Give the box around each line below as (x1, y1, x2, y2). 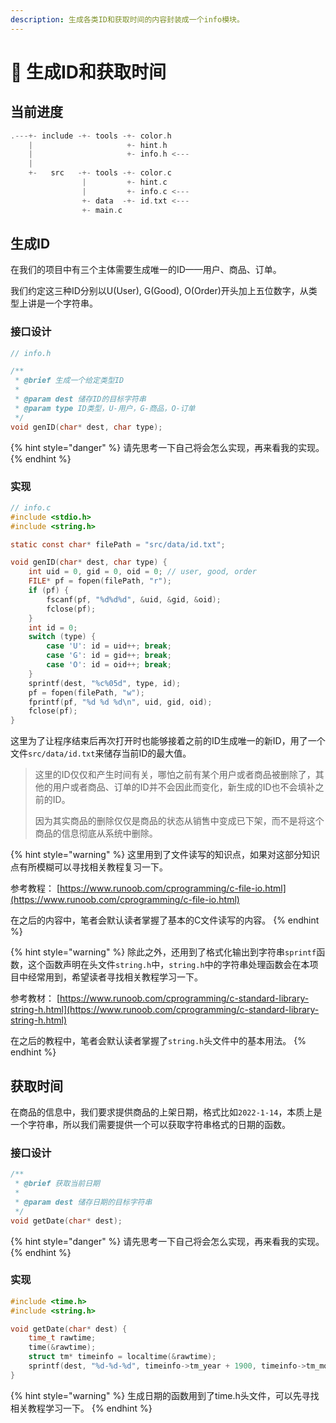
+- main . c (81, 205, 123, 215)
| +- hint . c (81, 177, 168, 187)
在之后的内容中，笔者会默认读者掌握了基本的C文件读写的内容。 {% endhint (10, 914, 320, 926)
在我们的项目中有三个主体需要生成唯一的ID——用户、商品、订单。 (10, 264, 282, 276)
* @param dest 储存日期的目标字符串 (14, 1197, 153, 1207)
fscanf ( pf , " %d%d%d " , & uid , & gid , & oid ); (46, 594, 222, 605)
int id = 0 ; (28, 622, 78, 633)
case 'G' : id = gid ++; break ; (46, 651, 172, 661)
